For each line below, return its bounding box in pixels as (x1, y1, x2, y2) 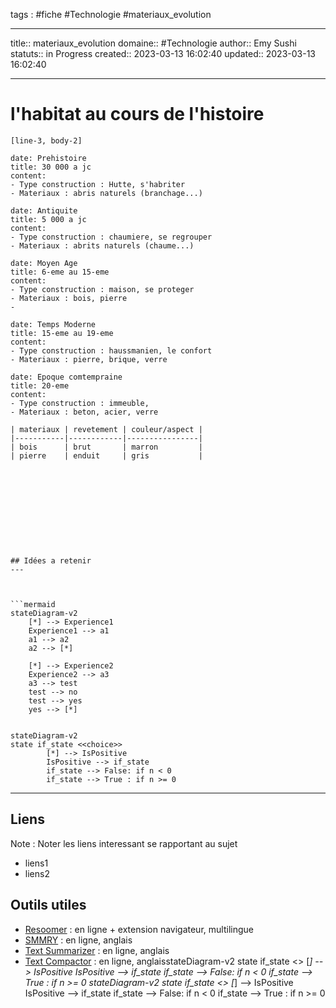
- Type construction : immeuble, (10, 398, 150, 408)
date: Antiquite (10, 205, 78, 216)
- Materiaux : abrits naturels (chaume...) (10, 240, 195, 251)
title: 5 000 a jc (10, 214, 87, 224)
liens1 (24, 857, 49, 869)
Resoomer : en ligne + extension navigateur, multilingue (24, 923, 254, 935)
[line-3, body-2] (10, 135, 83, 146)
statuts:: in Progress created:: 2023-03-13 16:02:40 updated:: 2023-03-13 (10, 48, 316, 59)
